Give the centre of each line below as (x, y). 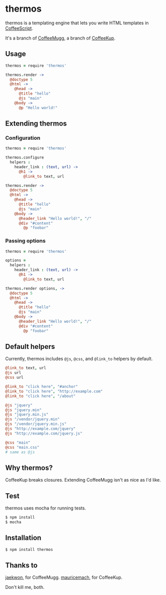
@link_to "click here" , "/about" (40, 396)
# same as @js (20, 452)
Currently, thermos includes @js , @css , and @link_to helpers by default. (79, 359)
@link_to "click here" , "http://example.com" (54, 391)
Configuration (23, 138)
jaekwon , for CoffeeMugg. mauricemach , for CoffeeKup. (64, 577)
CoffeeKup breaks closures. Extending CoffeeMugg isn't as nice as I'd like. (83, 480)
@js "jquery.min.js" (27, 415)
